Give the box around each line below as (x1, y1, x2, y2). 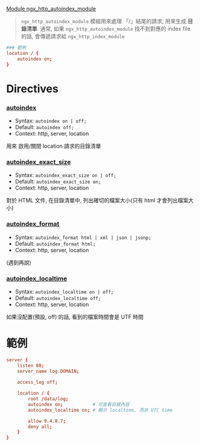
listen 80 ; (17, 362, 45, 369)
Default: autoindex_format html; (14, 240, 96, 247)
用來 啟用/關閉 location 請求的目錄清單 (6, 142, 101, 150)
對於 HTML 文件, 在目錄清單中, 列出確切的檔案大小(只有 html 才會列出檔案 (6, 197, 189, 204)
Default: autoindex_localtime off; (14, 294, 101, 301)
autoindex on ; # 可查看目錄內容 (28, 401, 130, 407)
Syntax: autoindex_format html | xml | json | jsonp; (14, 234, 152, 241)
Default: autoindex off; (14, 123, 74, 130)
